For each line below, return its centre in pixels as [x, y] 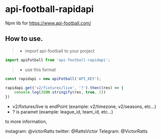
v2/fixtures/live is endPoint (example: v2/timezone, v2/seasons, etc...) [84, 106]
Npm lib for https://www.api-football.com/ [48, 23]
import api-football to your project [60, 50]
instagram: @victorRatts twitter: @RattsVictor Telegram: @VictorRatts [77, 131]
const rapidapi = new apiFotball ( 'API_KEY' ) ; [53, 78]
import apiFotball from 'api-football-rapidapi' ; [58, 60]
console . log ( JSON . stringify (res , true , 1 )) [60, 92]
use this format [40, 69]
